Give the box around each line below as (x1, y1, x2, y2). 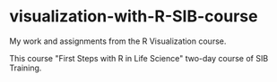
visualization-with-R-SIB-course (9, 6, 258, 27)
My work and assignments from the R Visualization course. (9, 36, 227, 46)
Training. (9, 62, 42, 73)
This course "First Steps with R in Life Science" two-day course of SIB (9, 53, 269, 63)
